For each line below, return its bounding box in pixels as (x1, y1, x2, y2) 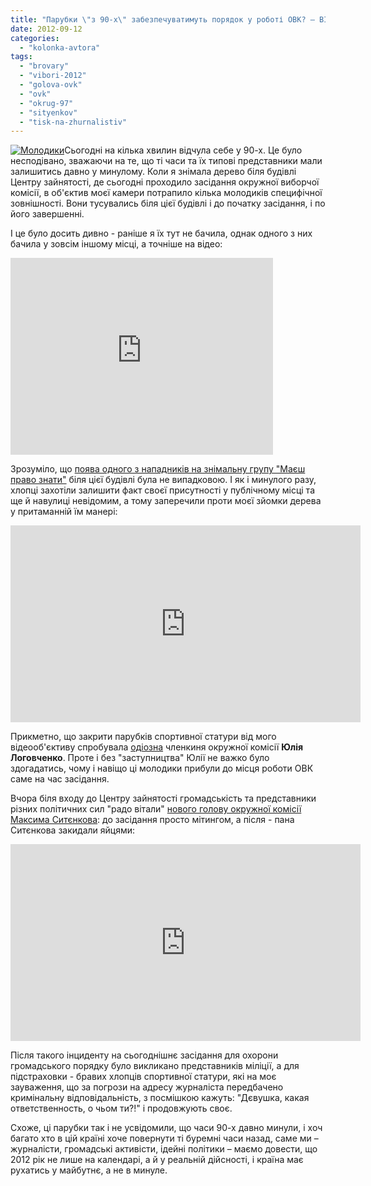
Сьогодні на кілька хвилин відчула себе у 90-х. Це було (64, 144, 303, 156)
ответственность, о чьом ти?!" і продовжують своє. (10, 1102, 233, 1115)
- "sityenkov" (19, 107, 78, 118)
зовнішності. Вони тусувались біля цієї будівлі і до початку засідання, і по (10, 197, 326, 210)
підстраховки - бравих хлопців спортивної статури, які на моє (10, 1071, 277, 1083)
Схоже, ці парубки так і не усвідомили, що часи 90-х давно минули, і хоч (10, 1122, 323, 1134)
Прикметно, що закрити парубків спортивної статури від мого (10, 731, 277, 743)
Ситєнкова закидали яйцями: (10, 824, 136, 836)
